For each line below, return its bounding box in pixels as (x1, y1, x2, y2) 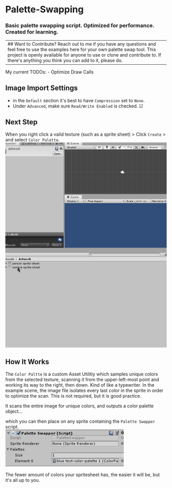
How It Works (5, 357, 50, 366)
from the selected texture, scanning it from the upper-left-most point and (5, 376, 160, 383)
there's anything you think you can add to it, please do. (7, 58, 123, 64)
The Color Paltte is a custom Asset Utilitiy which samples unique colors (5, 371, 158, 377)
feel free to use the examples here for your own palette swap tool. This (7, 46, 156, 52)
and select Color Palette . (5, 137, 60, 143)
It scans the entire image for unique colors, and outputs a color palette (5, 403, 154, 409)
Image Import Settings (5, 84, 78, 93)
